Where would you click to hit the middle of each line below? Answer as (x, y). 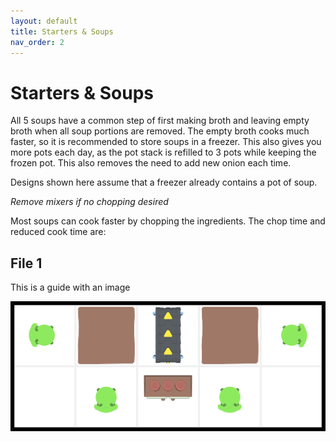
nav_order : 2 (37, 42)
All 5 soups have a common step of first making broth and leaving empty (160, 121)
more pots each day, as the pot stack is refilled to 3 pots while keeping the (163, 152)
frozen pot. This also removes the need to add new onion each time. (151, 163)
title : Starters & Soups (62, 31)
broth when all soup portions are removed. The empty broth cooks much (160, 131)
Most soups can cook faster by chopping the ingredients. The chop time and (168, 221)
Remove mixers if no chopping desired (89, 202)
